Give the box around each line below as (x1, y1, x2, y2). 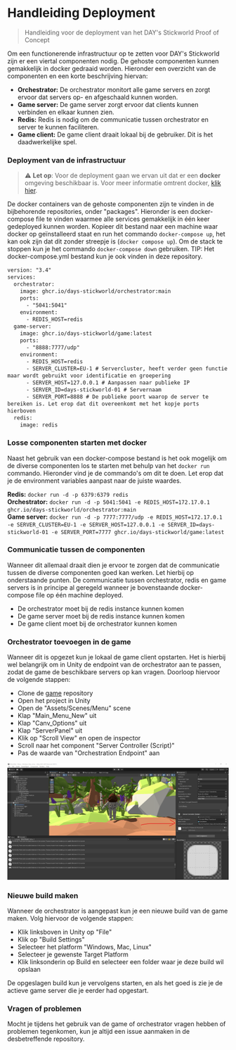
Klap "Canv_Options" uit (17, 719, 87, 728)
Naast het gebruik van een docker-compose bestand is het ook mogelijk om (7, 454, 227, 462)
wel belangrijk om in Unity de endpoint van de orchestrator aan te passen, (7, 660, 221, 669)
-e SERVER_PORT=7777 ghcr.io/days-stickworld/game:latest (51, 529, 225, 536)
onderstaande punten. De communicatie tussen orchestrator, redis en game (7, 576, 227, 584)
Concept (24, 35, 51, 44)
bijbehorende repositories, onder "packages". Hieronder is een (7, 208, 189, 216)
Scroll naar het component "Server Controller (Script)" (17, 741, 175, 750)
